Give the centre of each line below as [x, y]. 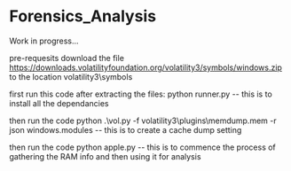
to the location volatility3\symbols [71, 76]
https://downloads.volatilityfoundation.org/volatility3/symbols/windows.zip [145, 67]
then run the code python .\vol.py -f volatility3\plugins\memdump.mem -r [143, 120]
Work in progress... [44, 41]
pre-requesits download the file [67, 58]
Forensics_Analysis [83, 16]
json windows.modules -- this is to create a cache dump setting [126, 129]
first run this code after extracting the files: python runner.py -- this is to [141, 94]
